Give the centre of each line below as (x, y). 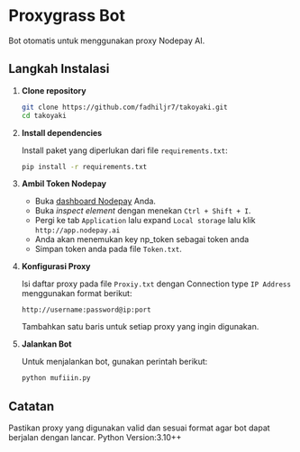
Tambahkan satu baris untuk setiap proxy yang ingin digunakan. (140, 327)
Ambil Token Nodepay (64, 184)
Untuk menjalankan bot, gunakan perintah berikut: (114, 362)
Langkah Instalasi (59, 69)
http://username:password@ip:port (86, 310)
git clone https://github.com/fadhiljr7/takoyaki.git (124, 107)
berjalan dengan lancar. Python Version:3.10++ (95, 438)
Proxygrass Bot (67, 16)
